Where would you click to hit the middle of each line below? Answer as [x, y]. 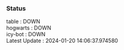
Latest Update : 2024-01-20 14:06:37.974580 [62, 41]
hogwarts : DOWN [29, 28]
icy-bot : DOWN [26, 34]
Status [16, 8]
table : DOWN [23, 22]
